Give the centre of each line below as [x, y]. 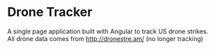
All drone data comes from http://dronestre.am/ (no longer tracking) [105, 38]
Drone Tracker [50, 12]
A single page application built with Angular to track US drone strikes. [108, 31]
